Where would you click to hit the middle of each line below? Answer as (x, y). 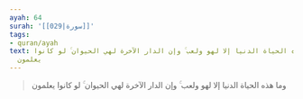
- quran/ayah (34, 43)
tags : (19, 34)
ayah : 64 (26, 18)
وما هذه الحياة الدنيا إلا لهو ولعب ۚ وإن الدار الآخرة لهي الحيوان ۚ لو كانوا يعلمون (159, 85)
